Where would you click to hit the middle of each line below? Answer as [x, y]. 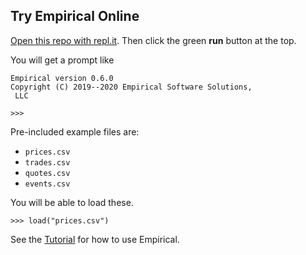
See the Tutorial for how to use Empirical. [95, 239]
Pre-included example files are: [75, 131]
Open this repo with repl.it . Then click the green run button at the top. [153, 40]
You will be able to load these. [72, 202]
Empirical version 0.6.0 [62, 78]
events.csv [47, 184]
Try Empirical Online [75, 16]
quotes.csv [47, 173]
